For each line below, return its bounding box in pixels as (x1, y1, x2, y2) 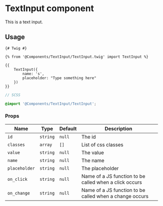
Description (104, 125, 132, 132)
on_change (7, 190, 30, 196)
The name (81, 157, 105, 164)
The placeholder (81, 165, 119, 172)
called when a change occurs (81, 192, 149, 199)
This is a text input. (5, 19, 43, 25)
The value (81, 149, 104, 156)
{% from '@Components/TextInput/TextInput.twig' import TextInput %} (5, 54, 149, 59)
